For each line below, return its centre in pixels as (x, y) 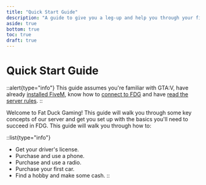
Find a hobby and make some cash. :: (63, 175)
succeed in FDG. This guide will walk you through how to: (79, 126)
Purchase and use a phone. (50, 156)
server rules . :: (25, 100)
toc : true (19, 35)
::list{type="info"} (29, 137)
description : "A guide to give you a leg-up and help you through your (100, 18)
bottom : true (23, 29)
